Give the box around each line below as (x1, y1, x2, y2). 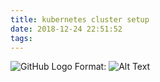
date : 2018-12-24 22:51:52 (10, 24, 123, 34)
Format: (74, 61, 107, 73)
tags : (10, 33, 33, 43)
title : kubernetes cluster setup (10, 14, 150, 25)
